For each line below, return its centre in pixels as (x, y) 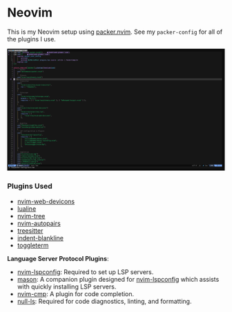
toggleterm (33, 245)
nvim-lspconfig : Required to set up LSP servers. (85, 272)
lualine (27, 209)
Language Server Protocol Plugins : (58, 258)
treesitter (30, 230)
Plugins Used (30, 186)
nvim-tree (31, 216)
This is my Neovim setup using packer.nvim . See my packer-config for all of (115, 32)
